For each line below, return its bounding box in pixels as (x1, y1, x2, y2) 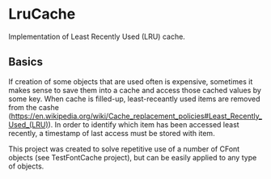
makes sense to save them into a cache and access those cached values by (8, 85, 261, 95)
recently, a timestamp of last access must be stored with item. (8, 128, 216, 138)
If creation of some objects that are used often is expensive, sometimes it (8, 76, 253, 86)
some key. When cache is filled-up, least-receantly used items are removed (8, 94, 260, 104)
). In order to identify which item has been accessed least (48, 119, 240, 130)
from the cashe (8, 102, 59, 112)
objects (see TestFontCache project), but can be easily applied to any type (8, 152, 257, 162)
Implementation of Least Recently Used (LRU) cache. (8, 32, 186, 41)
